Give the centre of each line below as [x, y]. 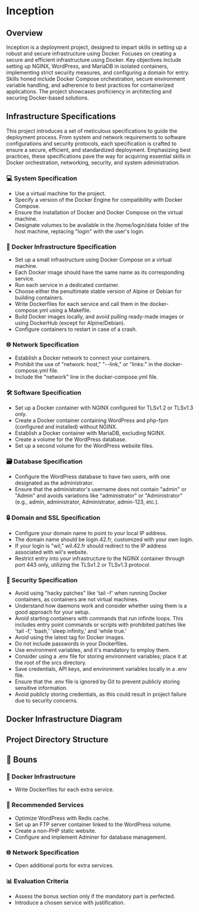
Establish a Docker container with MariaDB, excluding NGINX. [90, 433]
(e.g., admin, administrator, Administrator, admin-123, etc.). [87, 502]
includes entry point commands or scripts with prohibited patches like [100, 624]
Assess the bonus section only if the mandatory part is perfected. [95, 897]
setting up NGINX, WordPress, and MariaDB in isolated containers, [87, 66]
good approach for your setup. [52, 612]
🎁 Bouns [22, 760]
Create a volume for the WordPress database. [70, 439]
